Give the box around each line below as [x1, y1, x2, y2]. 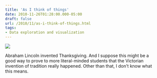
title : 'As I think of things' [5, 7, 69, 12]
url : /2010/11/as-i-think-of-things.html [5, 21, 91, 26]
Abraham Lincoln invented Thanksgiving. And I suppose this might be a [5, 52, 149, 58]
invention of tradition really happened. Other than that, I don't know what [5, 63, 152, 69]
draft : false [5, 16, 32, 21]
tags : [5, 26, 16, 30]
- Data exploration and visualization [5, 30, 84, 35]
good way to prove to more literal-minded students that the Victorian [5, 58, 144, 64]
